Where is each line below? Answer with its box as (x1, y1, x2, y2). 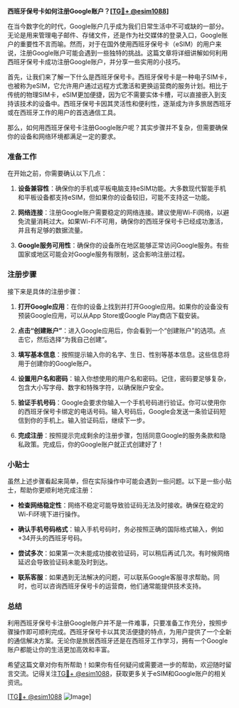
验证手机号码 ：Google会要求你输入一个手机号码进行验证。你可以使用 (17, 398, 221, 407)
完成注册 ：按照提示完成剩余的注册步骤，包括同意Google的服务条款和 (17, 431, 221, 439)
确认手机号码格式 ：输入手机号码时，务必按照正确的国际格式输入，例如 (17, 525, 224, 533)
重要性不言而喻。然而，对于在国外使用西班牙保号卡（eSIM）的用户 (19, 40, 216, 48)
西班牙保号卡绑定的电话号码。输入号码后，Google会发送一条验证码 (23, 407, 221, 415)
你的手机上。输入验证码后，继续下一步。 (30, 416, 149, 424)
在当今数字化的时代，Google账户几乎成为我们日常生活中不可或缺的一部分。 (7, 22, 228, 31)
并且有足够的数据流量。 (17, 226, 87, 235)
